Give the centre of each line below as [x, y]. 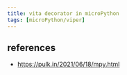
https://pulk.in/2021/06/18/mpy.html [68, 64]
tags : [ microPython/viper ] [46, 20]
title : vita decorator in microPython [63, 13]
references [32, 48]
